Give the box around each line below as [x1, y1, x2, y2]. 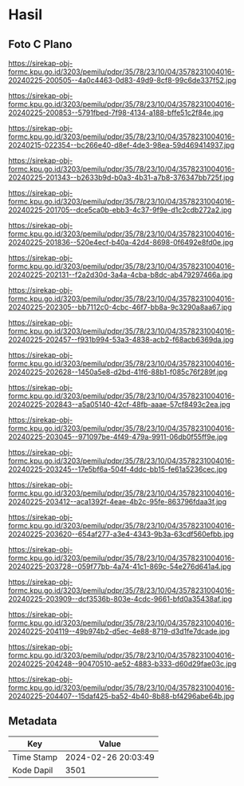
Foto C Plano [8, 38, 73, 51]
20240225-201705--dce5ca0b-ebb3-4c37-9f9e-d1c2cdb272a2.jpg [8, 205, 233, 215]
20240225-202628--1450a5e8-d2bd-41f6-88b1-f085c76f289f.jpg [8, 367, 228, 377]
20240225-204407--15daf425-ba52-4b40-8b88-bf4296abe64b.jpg [8, 692, 234, 701]
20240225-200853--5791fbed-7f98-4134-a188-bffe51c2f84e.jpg [8, 108, 224, 117]
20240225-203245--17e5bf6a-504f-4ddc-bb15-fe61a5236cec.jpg [8, 464, 227, 474]
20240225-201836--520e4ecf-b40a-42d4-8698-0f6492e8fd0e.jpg [8, 238, 234, 247]
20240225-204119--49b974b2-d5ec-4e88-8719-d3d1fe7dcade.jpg [8, 626, 230, 636]
